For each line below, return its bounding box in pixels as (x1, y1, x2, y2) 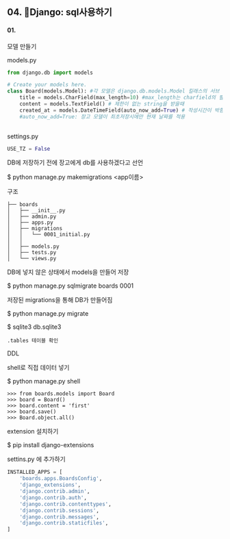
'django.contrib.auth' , (19, 494, 88, 501)
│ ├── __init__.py (7, 208, 66, 214)
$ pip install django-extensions (7, 441, 94, 449)
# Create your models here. (7, 82, 88, 88)
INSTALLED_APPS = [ (7, 468, 63, 476)
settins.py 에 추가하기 (7, 455, 66, 464)
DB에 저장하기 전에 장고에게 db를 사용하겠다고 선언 (7, 158, 144, 166)
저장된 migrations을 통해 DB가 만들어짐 (7, 296, 113, 304)
